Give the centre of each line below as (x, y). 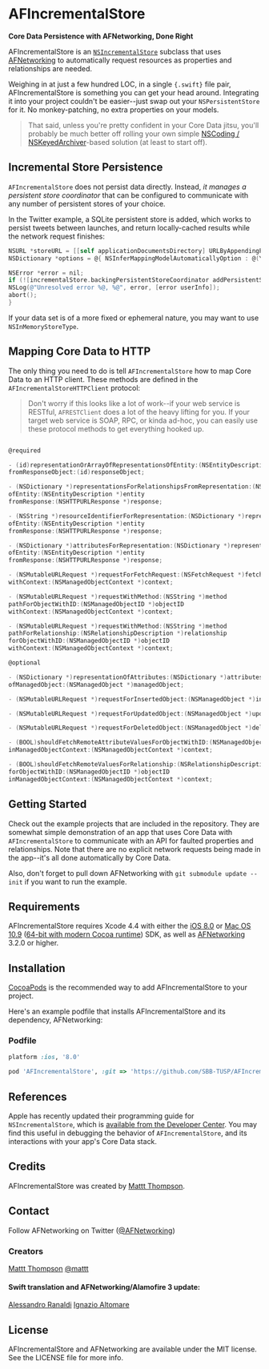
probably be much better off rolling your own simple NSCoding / (134, 134)
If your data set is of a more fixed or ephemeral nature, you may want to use (134, 318)
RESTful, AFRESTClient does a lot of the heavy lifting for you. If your (139, 412)
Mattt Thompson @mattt (49, 1268)
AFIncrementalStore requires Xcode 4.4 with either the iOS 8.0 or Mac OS (130, 926)
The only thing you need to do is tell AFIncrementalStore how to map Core (130, 371)
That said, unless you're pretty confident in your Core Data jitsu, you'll (143, 125)
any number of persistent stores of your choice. (87, 203)
